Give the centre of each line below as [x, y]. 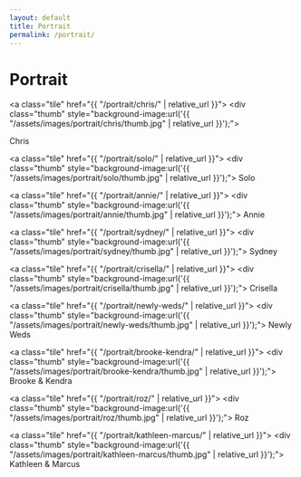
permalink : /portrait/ [52, 34]
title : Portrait [40, 26]
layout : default [40, 18]
